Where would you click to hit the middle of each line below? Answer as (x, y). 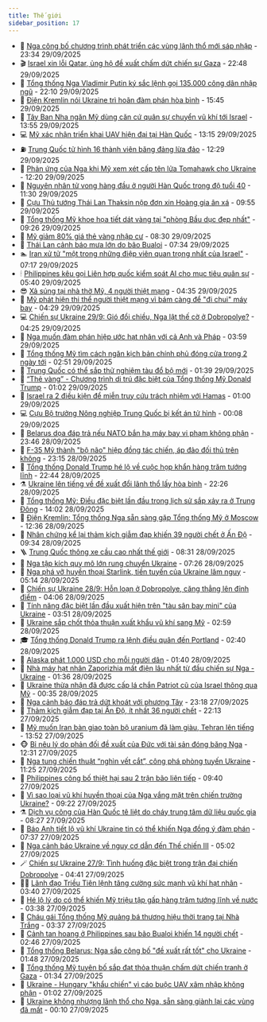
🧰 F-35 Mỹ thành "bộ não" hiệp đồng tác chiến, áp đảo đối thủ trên (129, 449)
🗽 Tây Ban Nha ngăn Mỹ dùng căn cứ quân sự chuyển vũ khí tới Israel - (136, 117)
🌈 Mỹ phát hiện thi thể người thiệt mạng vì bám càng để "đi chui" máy (133, 299)
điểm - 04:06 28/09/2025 (62, 596)
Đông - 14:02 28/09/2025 (62, 509)
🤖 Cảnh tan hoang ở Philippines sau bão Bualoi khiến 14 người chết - (132, 933)
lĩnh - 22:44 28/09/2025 (60, 475)
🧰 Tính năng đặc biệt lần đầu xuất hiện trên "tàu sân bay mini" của (128, 605)
